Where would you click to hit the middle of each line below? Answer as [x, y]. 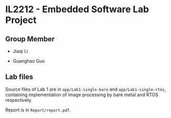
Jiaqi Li [20, 51]
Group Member [30, 39]
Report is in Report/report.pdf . [38, 110]
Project [21, 20]
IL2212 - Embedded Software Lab [77, 9]
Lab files [19, 77]
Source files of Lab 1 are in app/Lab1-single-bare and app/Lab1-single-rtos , [86, 89]
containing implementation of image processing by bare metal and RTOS [82, 95]
